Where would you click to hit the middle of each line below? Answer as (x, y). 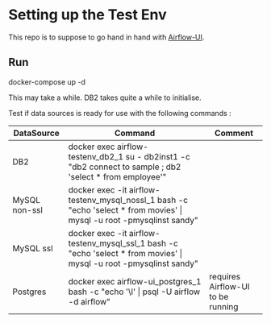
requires (225, 276)
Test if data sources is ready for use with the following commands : (120, 113)
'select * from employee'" (117, 176)
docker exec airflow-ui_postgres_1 (135, 281)
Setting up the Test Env (88, 15)
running (224, 306)
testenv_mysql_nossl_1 (112, 200)
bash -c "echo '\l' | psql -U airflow (134, 292)
